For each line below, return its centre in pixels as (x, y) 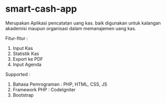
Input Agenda (27, 64)
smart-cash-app (41, 9)
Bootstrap (23, 95)
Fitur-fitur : (17, 38)
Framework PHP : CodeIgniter (44, 89)
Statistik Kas (26, 54)
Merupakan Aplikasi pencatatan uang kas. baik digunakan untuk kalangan (83, 23)
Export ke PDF (28, 59)
